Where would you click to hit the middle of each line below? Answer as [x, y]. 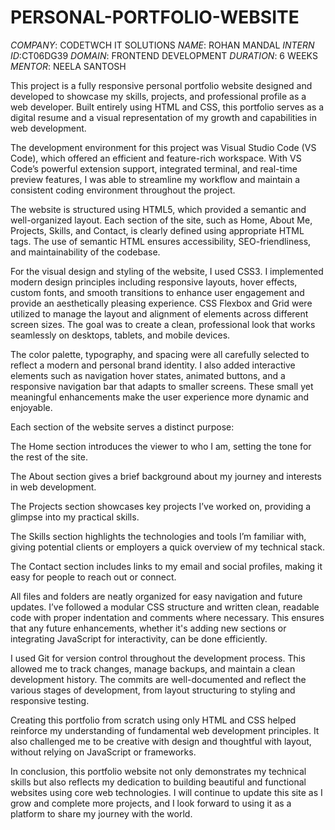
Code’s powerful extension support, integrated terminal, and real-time [154, 168]
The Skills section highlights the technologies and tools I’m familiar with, [158, 536]
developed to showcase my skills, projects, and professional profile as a [158, 96]
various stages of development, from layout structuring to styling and [153, 690]
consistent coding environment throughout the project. [123, 190]
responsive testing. [50, 700]
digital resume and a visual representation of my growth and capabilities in [163, 117]
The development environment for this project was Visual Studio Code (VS [163, 147]
